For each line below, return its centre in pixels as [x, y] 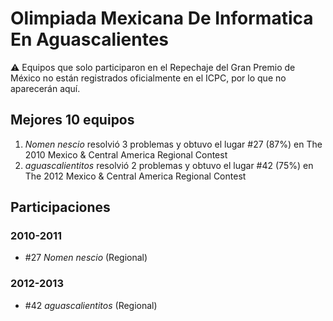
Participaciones [60, 207]
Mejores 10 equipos [72, 120]
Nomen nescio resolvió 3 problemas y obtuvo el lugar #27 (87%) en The [173, 144]
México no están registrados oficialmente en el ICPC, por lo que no [148, 78]
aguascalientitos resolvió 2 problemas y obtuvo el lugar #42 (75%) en [169, 165]
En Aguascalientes [90, 39]
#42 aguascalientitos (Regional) [91, 305]
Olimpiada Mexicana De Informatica [162, 18]
